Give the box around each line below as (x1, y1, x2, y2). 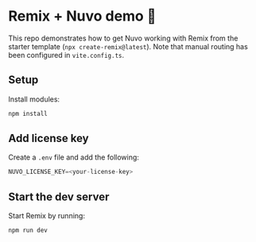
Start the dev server (8, 190, 110, 203)
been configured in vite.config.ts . (8, 50, 125, 60)
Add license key (8, 132, 89, 145)
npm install (8, 109, 48, 117)
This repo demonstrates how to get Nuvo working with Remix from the (8, 33, 239, 43)
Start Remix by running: (8, 211, 86, 221)
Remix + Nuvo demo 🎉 (8, 7, 157, 25)
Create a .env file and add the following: (8, 152, 139, 162)
